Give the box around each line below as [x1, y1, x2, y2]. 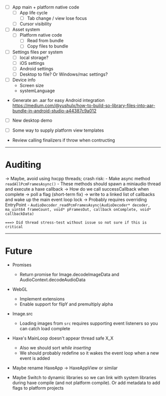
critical [5, 224, 23, 229]
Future [5, 246, 33, 257]
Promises [12, 262, 32, 268]
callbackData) [5, 211, 35, 216]
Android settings [19, 65, 53, 71]
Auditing [5, 159, 41, 170]
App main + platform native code [12, 4, 80, 10]
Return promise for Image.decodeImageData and [19, 271, 120, 277]
